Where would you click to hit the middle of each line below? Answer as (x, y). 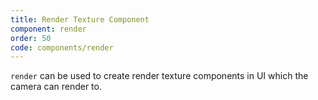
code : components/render (62, 47)
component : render (48, 29)
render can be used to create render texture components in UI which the (159, 76)
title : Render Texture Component (80, 19)
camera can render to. (56, 87)
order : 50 (31, 38)
